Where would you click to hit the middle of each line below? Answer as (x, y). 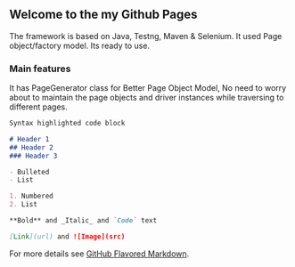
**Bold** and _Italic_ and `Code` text (83, 221)
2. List (24, 205)
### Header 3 (33, 156)
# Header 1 (29, 139)
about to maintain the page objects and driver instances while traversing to (147, 98)
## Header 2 (31, 147)
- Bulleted (29, 172)
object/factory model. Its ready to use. (79, 45)
